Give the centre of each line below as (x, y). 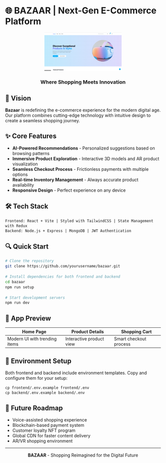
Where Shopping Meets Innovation (83, 82)
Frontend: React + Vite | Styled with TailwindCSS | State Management (79, 221)
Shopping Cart (136, 331)
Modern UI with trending (32, 339)
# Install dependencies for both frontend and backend (63, 277)
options (20, 174)
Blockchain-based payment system (48, 425)
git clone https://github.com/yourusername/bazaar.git (63, 266)
